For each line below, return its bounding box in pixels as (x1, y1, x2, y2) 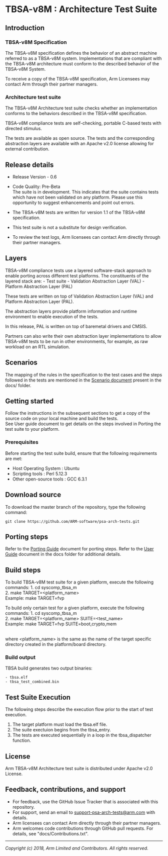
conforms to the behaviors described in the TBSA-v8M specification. (5, 111, 147, 117)
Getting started (5, 397, 54, 405)
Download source (5, 491, 61, 499)
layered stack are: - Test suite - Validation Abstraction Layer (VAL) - (5, 278, 145, 284)
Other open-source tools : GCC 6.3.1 (12, 476, 87, 482)
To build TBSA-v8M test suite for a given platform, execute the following (5, 579, 154, 585)
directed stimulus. (5, 126, 42, 132)
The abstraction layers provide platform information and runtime (5, 308, 137, 314)
